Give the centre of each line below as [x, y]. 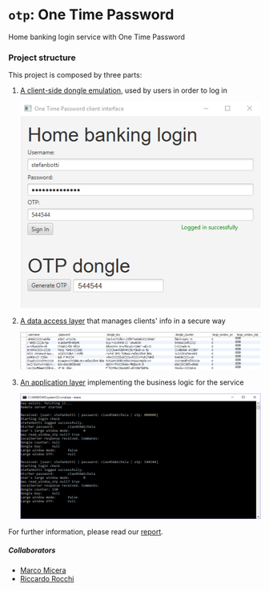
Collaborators [32, 550]
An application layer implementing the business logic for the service [132, 382]
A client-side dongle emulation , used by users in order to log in [124, 90]
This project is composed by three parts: [75, 75]
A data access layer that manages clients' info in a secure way [122, 321]
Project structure [42, 58]
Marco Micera [43, 570]
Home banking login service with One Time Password [97, 37]
